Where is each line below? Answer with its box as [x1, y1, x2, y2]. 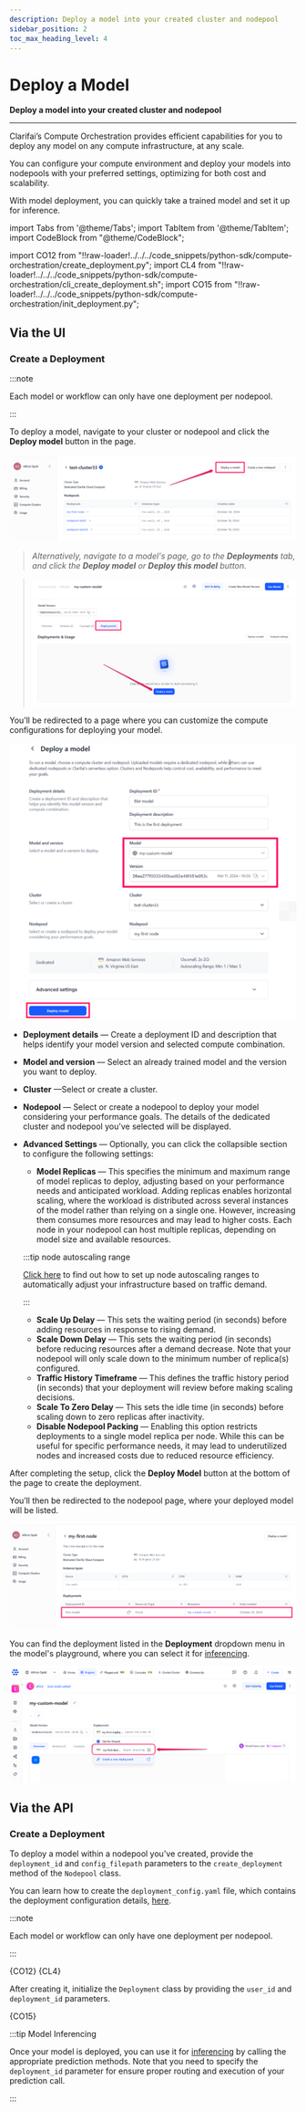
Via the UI [9, 325, 66, 340]
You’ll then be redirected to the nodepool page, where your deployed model [9, 1495, 294, 1506]
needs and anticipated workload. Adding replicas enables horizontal [36, 1185, 292, 1196]
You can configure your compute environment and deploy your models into [9, 158, 291, 169]
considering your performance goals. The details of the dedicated [22, 1111, 270, 1122]
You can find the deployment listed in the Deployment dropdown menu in [9, 1638, 285, 1649]
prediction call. [9, 2075, 66, 2086]
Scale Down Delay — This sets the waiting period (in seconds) [36, 1333, 271, 1344]
